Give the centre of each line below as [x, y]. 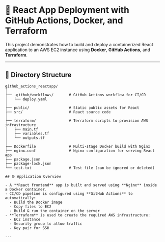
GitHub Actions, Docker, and [64, 20]
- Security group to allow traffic [46, 224]
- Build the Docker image [36, 202]
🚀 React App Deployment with [67, 10]
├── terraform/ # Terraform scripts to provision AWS [77, 121]
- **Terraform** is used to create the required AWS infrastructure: [78, 215]
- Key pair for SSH [29, 228]
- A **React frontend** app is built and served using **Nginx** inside [81, 185]
